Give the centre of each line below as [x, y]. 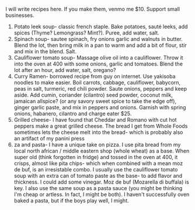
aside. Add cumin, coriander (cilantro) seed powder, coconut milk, [93, 95]
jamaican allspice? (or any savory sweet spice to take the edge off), [95, 101]
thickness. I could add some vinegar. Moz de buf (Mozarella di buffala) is [101, 182]
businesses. [20, 15]
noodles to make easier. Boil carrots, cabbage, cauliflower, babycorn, [97, 82]
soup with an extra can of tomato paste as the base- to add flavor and [98, 176]
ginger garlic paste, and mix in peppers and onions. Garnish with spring [100, 107]
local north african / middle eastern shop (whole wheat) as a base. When [102, 151]
